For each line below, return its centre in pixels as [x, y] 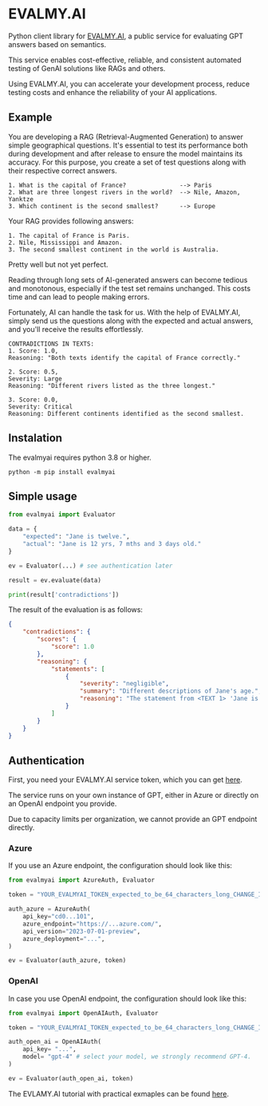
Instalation [35, 438]
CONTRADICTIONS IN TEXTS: [51, 344]
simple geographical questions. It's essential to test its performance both [128, 145]
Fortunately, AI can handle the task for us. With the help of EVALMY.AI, [124, 312]
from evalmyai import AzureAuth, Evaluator [82, 880]
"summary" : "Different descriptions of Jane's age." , [171, 691]
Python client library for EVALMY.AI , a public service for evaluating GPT [126, 36]
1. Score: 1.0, [33, 351]
